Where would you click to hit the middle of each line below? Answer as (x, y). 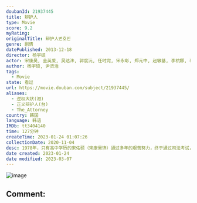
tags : (13, 72)
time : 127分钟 (23, 132)
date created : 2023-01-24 (38, 153)
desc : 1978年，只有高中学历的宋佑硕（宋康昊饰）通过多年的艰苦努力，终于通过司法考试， (100, 148)
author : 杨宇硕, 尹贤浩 (32, 66)
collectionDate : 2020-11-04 (40, 142)
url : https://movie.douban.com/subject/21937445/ (68, 88)
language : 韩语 (24, 121)
